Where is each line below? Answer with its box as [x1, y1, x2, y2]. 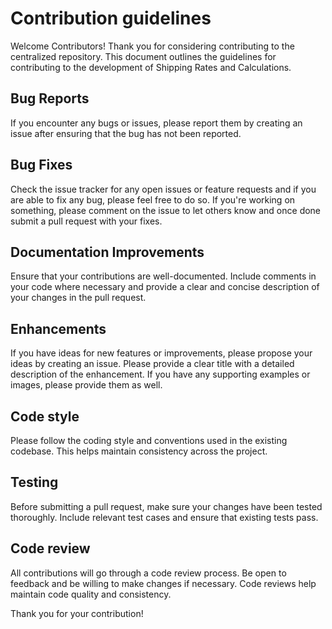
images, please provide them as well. [10, 379, 163, 391]
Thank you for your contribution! [10, 607, 144, 619]
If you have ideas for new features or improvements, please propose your [10, 347, 313, 359]
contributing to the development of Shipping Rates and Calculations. [10, 61, 292, 73]
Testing [10, 474, 59, 491]
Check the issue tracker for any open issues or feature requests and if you [10, 183, 317, 195]
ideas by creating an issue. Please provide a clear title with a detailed [10, 358, 295, 370]
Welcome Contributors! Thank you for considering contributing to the [10, 40, 295, 52]
